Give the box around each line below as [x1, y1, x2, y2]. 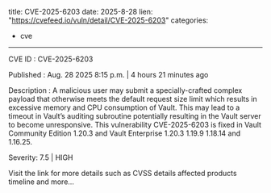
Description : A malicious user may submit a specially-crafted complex [8, 86, 243, 95]
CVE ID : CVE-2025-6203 [8, 54, 94, 64]
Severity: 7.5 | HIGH [8, 153, 73, 162]
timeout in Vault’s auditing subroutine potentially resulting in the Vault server [8, 111, 261, 120]
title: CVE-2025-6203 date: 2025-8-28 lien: [8, 7, 153, 16]
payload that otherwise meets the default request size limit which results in [8, 94, 257, 103]
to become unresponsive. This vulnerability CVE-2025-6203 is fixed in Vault [8, 120, 262, 129]
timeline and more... [8, 177, 75, 187]
